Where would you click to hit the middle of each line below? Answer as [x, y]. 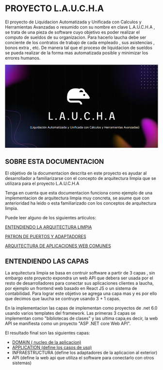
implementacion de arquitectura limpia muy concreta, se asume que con [77, 198]
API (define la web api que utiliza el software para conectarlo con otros [83, 357]
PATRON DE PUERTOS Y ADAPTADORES [46, 237]
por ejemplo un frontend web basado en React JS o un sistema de [71, 288]
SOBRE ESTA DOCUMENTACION [55, 161]
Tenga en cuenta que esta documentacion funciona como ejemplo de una [79, 193]
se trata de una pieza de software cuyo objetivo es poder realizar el [72, 32]
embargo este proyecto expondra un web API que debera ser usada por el [79, 278]
